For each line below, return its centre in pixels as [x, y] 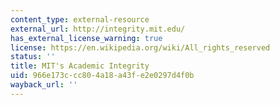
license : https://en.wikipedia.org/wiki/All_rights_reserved [140, 47]
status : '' [33, 57]
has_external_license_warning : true [86, 38]
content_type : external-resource [80, 19]
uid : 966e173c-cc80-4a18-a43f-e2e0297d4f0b [102, 76]
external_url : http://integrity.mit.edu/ [98, 29]
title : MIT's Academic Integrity [80, 66]
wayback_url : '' [44, 85]
